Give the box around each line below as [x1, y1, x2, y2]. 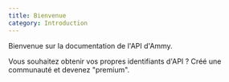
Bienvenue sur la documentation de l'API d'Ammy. [8, 41, 173, 50]
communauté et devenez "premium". [8, 64, 130, 74]
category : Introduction [8, 19, 88, 27]
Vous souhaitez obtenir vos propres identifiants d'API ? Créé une [8, 57, 222, 66]
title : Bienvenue [8, 11, 67, 20]
